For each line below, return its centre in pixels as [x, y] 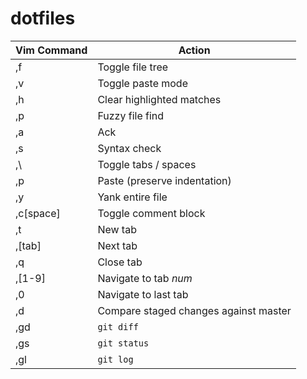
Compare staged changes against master [194, 310]
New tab [117, 229]
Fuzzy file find [131, 115]
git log [115, 359]
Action [194, 50]
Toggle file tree [133, 67]
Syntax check [129, 148]
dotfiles [43, 18]
